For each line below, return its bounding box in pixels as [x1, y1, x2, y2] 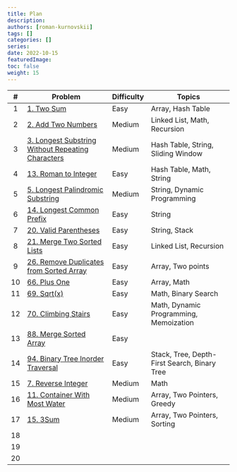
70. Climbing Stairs [27, 309, 90, 318]
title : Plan [7, 10, 42, 18]
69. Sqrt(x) [27, 288, 63, 298]
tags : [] [7, 30, 33, 37]
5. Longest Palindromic [27, 185, 104, 194]
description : [7, 17, 46, 24]
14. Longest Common [27, 205, 99, 215]
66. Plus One [27, 277, 71, 287]
